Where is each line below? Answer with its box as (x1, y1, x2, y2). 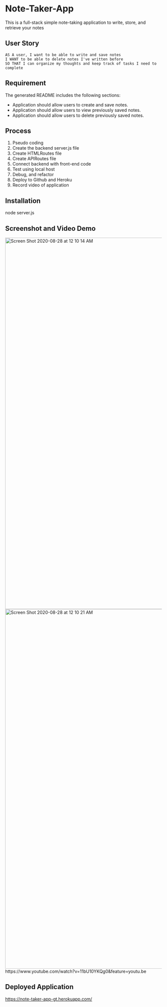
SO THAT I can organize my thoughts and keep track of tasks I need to (5, 61, 157, 66)
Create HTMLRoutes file (12, 150, 62, 157)
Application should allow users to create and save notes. (12, 101, 128, 107)
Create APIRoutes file (12, 156, 56, 162)
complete (5, 65, 23, 70)
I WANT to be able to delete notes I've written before (5, 57, 123, 62)
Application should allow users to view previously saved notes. (12, 107, 141, 113)
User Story (5, 39, 39, 48)
